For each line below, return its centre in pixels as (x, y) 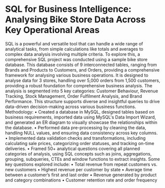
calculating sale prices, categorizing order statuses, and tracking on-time (80, 143)
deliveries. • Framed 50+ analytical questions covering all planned (73, 149)
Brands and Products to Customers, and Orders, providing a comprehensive (82, 70)
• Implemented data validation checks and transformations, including (75, 138)
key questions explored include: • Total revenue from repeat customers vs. (81, 164)
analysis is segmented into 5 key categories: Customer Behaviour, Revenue (82, 91)
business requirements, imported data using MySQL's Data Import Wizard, (81, 117)
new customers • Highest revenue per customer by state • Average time (79, 169)
